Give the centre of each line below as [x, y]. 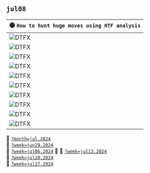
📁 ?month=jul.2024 [29, 138]
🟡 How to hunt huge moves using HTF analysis [75, 25]
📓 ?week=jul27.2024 [30, 163]
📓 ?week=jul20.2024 [30, 157]
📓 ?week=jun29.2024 [30, 145]
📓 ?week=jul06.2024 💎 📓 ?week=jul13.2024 [57, 151]
